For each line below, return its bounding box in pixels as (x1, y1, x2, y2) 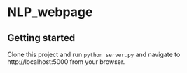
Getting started (7, 32, 76, 44)
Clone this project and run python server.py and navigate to (7, 50, 181, 58)
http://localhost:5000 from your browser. (7, 58, 125, 66)
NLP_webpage (7, 4, 93, 20)
